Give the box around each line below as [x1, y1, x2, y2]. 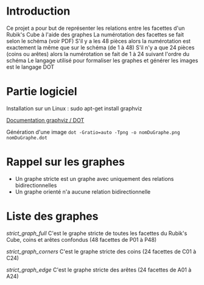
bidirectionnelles [15, 181, 57, 189]
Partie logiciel [6, 85, 77, 99]
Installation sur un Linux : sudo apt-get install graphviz [6, 105, 142, 112]
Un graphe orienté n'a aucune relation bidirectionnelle [15, 188, 151, 195]
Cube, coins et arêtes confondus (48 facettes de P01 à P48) [6, 236, 157, 243]
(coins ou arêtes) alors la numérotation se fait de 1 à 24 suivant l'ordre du [6, 50, 190, 57]
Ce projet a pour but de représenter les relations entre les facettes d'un [6, 24, 185, 32]
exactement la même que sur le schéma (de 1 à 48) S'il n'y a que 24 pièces [6, 44, 195, 51]
